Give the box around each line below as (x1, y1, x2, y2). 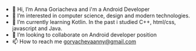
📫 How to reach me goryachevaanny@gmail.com (11, 38, 137, 45)
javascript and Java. (11, 25, 62, 32)
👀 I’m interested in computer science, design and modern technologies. (11, 12, 191, 19)
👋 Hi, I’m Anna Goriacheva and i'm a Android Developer (11, 6, 150, 13)
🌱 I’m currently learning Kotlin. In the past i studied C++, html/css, (11, 19, 177, 25)
